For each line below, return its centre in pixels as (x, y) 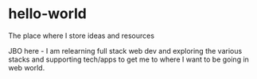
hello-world (48, 14)
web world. (27, 67)
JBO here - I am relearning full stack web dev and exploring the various (125, 51)
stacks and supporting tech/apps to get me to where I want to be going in (128, 59)
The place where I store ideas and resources (82, 36)
